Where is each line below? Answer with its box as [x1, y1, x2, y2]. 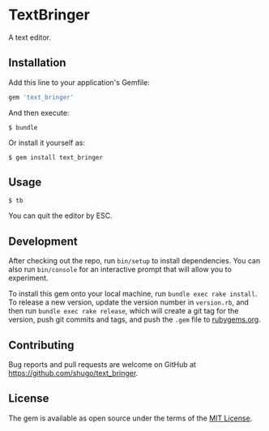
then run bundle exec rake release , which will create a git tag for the [8, 306, 239, 316]
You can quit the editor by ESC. [8, 211, 113, 220]
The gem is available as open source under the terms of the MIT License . [8, 413, 253, 423]
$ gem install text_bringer [8, 153, 104, 161]
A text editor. [8, 32, 51, 42]
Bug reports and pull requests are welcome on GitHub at [8, 360, 197, 369]
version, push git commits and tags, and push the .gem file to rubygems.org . [8, 314, 262, 325]
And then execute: [8, 108, 70, 117]
